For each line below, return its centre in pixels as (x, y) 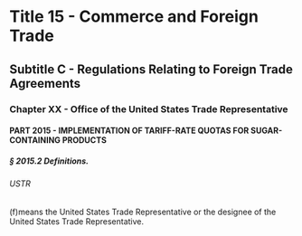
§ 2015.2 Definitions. (49, 161)
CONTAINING (35, 140)
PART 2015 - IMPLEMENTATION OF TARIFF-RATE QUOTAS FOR (129, 131)
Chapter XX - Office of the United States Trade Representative (149, 109)
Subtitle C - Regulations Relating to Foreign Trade (151, 69)
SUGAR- (266, 131)
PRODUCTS (84, 140)
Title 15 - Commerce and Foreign (134, 17)
